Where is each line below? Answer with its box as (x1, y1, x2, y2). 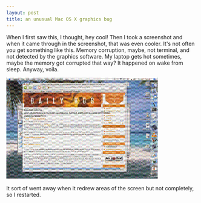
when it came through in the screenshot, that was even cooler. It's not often (6, 40, 195, 47)
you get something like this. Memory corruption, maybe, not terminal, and (6, 46, 189, 54)
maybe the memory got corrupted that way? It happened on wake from (6, 59, 183, 66)
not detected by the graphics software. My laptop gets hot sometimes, (6, 53, 182, 60)
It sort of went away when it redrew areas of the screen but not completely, (6, 184, 194, 192)
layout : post (6, 10, 39, 16)
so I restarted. (6, 191, 41, 198)
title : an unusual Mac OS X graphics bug (6, 16, 113, 22)
